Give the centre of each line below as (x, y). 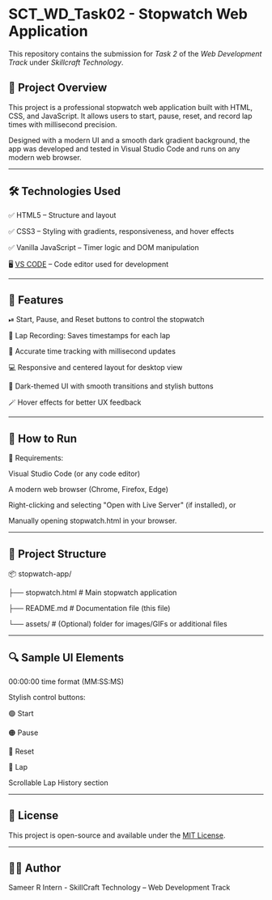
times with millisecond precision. (63, 124)
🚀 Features (36, 300)
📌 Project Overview (58, 88)
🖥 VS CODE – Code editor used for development (89, 264)
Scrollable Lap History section (58, 783)
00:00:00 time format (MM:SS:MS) (66, 681)
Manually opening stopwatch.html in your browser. (93, 521)
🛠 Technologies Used (65, 191)
